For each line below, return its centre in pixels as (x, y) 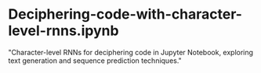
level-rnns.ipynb (63, 31)
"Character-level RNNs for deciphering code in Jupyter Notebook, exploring (130, 52)
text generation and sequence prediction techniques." (95, 61)
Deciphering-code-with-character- (125, 14)
